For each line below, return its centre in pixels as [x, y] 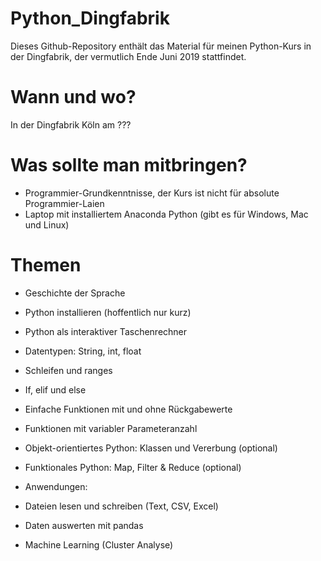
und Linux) [47, 224]
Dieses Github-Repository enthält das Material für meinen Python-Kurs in [161, 46]
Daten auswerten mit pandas [84, 525]
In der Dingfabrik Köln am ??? [71, 124]
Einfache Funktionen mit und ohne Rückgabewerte [128, 409]
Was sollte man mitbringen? [129, 165]
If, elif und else [55, 389]
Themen [46, 265]
